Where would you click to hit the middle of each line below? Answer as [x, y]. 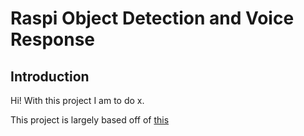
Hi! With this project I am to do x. [77, 100]
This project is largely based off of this [90, 120]
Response [53, 39]
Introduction [50, 76]
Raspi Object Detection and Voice [152, 18]
